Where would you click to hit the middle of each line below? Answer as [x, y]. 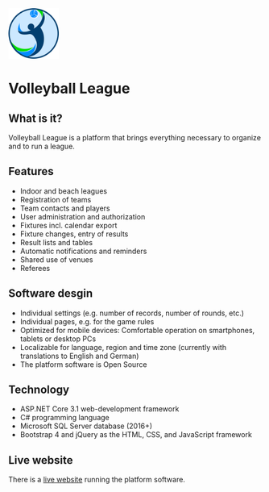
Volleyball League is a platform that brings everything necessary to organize [135, 138]
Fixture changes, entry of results [74, 234]
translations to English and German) [79, 356]
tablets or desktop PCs [58, 339]
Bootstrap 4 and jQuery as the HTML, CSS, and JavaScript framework [136, 435]
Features [31, 171]
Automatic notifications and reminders [83, 251]
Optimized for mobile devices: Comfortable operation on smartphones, [137, 330]
